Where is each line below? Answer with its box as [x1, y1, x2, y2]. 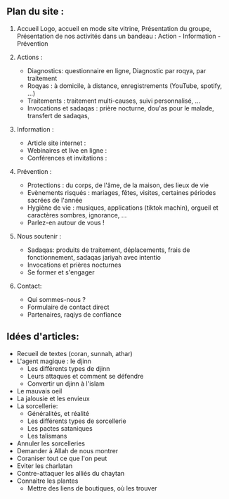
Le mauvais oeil [16, 386, 63, 395]
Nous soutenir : [16, 232, 61, 240]
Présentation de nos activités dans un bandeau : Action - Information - [16, 32, 221, 40]
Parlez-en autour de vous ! [27, 218, 105, 227]
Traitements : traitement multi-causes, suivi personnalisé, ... [27, 96, 201, 105]
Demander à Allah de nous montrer [16, 446, 119, 455]
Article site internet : [27, 139, 86, 147]
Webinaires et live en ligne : [27, 146, 107, 154]
